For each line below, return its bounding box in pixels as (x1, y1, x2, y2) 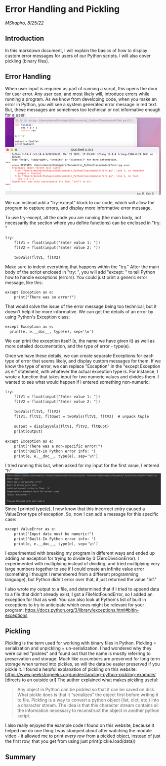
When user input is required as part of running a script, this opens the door (5, 85, 158, 91)
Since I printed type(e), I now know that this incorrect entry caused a (5, 506, 145, 512)
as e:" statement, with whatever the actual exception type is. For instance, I (5, 368, 158, 375)
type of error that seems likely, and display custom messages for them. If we (5, 358, 161, 364)
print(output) (14, 429, 43, 434)
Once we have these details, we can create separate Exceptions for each (5, 353, 154, 359)
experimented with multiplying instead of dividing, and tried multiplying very (5, 561, 160, 567)
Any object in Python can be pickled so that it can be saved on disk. (17, 687, 156, 693)
